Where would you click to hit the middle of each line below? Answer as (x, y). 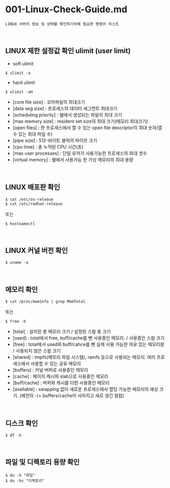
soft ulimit (23, 63)
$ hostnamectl (20, 224)
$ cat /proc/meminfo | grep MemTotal (45, 302)
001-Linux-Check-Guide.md (66, 9)
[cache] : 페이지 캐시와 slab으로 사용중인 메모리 (60, 376)
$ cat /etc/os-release (29, 199)
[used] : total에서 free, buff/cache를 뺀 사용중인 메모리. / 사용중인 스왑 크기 (89, 338)
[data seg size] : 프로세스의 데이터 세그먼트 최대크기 (65, 108)
